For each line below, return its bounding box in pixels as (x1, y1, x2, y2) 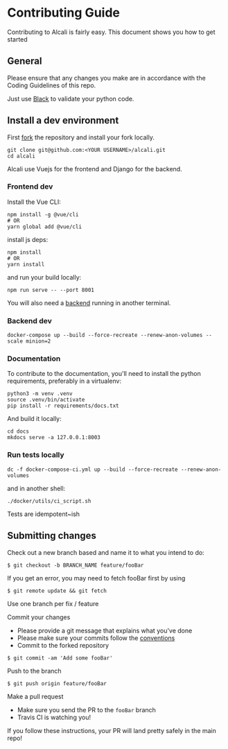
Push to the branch (7, 666, 62, 675)
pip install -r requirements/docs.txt (7, 402, 119, 410)
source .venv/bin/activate (7, 397, 85, 404)
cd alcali (7, 153, 36, 160)
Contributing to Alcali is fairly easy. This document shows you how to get (7, 28, 216, 36)
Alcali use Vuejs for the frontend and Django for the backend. (7, 164, 182, 173)
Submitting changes (7, 530, 97, 542)
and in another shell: (7, 484, 66, 492)
